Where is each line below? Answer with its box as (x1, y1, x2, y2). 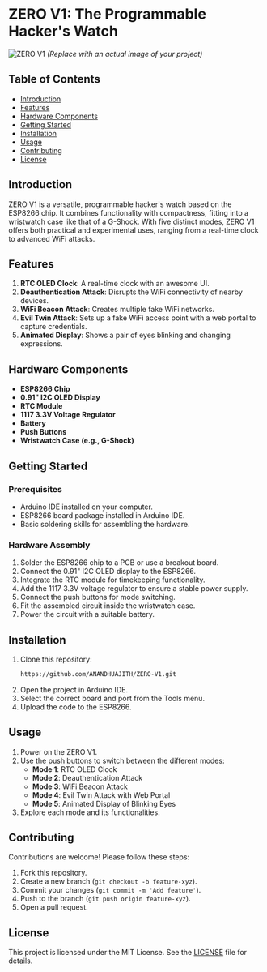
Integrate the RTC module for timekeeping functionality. (19, 575, 206, 584)
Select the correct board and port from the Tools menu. (19, 693, 205, 703)
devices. (19, 296, 49, 306)
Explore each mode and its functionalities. (19, 807, 160, 817)
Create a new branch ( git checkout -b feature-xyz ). (19, 876, 197, 886)
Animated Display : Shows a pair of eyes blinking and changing (19, 330, 231, 340)
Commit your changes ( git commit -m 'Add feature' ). (19, 885, 201, 895)
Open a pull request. (19, 902, 89, 912)
